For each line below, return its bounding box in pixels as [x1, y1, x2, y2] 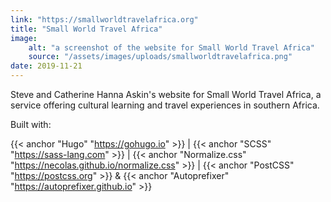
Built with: [10, 119, 52, 130]
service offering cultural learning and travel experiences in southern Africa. [10, 99, 320, 111]
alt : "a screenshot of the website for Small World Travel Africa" [28, 42, 315, 53]
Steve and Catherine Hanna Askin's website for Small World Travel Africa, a [10, 89, 322, 100]
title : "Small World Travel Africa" [10, 24, 163, 34]
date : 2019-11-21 [10, 61, 83, 71]
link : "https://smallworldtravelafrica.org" [10, 14, 199, 25]
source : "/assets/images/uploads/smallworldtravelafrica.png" [28, 52, 293, 62]
